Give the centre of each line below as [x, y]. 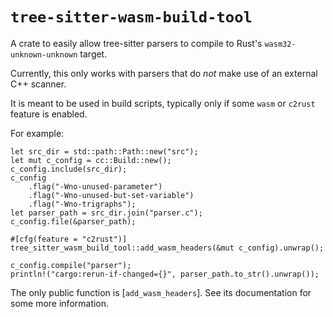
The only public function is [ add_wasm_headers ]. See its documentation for [161, 292]
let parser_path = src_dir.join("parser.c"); [106, 213]
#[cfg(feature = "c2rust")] [69, 239]
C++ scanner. [38, 84]
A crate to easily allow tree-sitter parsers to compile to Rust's [136, 43]
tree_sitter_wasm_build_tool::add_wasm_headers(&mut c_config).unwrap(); [167, 248]
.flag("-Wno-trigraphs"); [82, 204]
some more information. [60, 303]
